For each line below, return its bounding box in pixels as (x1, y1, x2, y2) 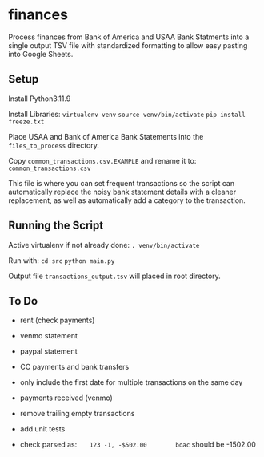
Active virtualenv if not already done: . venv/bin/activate (8, 240, 200, 249)
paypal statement (19, 346, 78, 356)
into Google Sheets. (8, 49, 74, 59)
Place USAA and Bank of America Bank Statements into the (8, 131, 204, 141)
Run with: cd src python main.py (8, 255, 115, 265)
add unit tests (19, 424, 66, 434)
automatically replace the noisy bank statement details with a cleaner (8, 187, 237, 196)
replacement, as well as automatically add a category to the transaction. (8, 195, 246, 205)
